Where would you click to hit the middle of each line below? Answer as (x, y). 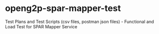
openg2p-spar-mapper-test (63, 8)
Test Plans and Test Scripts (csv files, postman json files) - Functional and (79, 22)
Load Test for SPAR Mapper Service (41, 26)
